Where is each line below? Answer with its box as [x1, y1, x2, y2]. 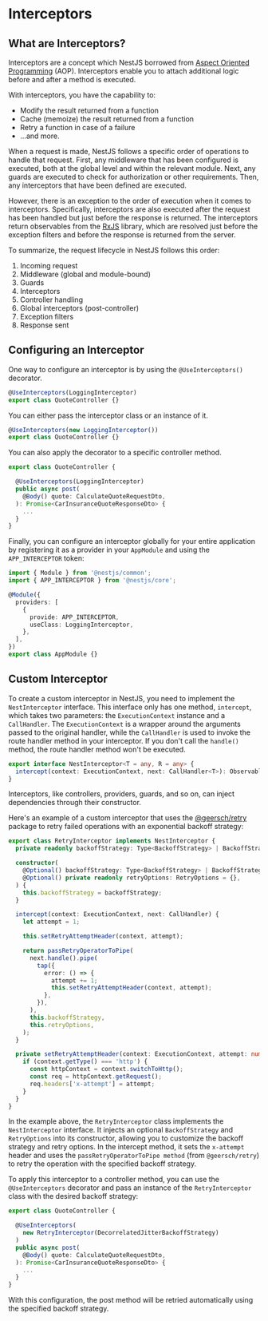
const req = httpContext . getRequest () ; [29, 1073, 162, 1081]
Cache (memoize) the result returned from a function [19, 114, 194, 124]
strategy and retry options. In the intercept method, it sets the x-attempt [8, 1142, 245, 1152]
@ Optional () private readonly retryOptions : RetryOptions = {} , [22, 874, 241, 882]
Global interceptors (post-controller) [19, 303, 140, 312]
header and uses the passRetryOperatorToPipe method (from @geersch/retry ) [8, 1151, 260, 1160]
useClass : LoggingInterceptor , [29, 621, 134, 629]
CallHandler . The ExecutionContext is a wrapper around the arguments [8, 719, 241, 728]
